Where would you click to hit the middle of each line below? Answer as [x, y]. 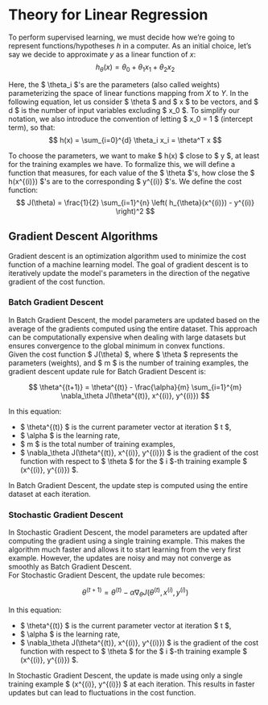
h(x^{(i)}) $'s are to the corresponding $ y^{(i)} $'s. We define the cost [125, 181]
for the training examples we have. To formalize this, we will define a [122, 164]
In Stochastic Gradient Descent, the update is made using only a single [126, 675]
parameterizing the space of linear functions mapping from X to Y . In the [129, 93]
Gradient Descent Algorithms [83, 237]
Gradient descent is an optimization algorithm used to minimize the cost [128, 256]
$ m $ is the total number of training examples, [97, 444]
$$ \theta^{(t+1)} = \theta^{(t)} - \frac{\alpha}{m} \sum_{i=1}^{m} [135, 387]
